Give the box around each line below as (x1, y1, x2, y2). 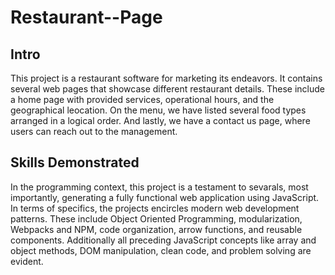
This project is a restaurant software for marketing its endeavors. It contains (10, 72, 323, 84)
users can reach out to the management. (10, 126, 178, 137)
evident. (10, 255, 44, 267)
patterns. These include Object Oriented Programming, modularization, (10, 212, 303, 225)
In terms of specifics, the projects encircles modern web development (10, 202, 300, 214)
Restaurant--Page (10, 6, 163, 29)
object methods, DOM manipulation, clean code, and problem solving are (10, 244, 312, 256)
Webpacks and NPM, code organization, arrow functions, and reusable (10, 223, 303, 235)
